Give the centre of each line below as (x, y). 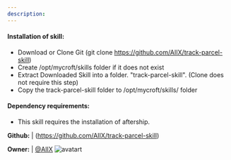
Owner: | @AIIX (30, 149)
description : (26, 14)
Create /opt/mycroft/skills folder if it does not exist (91, 67)
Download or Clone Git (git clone (65, 52)
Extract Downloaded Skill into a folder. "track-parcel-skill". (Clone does (120, 74)
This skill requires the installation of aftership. (84, 122)
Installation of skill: (36, 37)
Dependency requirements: (49, 106)
